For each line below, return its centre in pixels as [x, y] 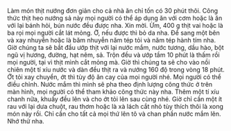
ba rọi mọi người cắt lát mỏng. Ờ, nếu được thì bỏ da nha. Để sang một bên [113, 33]
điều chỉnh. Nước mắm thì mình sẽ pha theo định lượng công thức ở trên [110, 84]
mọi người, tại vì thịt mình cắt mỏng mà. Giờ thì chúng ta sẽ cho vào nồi [109, 62]
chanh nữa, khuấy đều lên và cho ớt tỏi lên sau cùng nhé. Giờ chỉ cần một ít [115, 99]
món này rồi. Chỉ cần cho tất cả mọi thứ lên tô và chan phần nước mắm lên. [114, 114]
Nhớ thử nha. [26, 121]
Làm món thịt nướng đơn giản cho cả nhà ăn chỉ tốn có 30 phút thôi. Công [113, 11]
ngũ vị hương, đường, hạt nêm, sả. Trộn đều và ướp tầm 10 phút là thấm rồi [113, 55]
